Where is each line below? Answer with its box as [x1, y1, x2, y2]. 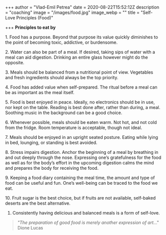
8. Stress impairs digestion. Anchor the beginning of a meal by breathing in [5, 149, 159, 155]
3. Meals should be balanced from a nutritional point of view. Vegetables [5, 69, 153, 75]
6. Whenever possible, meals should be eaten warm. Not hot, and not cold [5, 119, 157, 125]
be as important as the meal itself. [5, 90, 75, 95]
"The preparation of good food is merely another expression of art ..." [17, 220, 159, 226]
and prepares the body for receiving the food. [5, 165, 99, 171]
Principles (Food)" [16, 15, 54, 20]
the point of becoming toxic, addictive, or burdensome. [5, 39, 118, 45]
